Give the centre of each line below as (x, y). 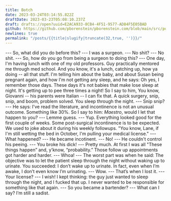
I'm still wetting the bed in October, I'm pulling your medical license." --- (81, 133)
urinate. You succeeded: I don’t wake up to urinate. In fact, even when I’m (82, 166)
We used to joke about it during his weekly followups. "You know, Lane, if (82, 128)
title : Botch (19, 10)
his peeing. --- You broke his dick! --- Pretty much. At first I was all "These (84, 144)
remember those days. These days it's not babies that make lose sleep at (82, 85)
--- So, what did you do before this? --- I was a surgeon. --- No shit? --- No (85, 53)
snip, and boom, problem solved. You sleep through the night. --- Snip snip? (85, 101)
